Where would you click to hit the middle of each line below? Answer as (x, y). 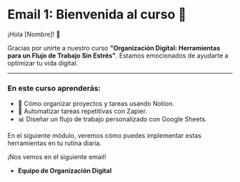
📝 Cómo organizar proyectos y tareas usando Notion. (96, 104)
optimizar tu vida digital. (43, 63)
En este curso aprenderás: (54, 88)
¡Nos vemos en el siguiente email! (57, 157)
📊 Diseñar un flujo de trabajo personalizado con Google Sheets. (112, 119)
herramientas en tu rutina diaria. (55, 143)
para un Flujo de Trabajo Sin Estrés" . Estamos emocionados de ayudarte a (118, 55)
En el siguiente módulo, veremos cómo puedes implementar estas (105, 136)
